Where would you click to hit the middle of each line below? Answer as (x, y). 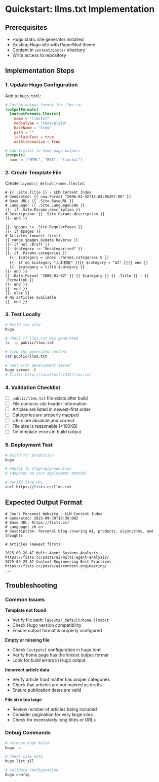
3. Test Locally (23, 315)
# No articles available (31, 298)
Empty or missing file (27, 640)
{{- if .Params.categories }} (36, 253)
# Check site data (24, 757)
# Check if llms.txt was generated (42, 338)
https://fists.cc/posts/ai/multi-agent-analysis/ (57, 557)
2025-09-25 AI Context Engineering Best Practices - (60, 562)
